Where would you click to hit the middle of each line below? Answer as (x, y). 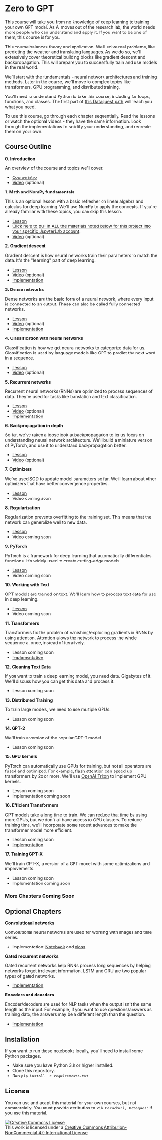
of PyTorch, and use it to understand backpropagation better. (66, 445)
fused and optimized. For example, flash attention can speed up (68, 771)
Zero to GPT (29, 8)
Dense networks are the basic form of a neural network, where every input (79, 299)
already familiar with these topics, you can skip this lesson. (64, 211)
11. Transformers (22, 623)
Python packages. (23, 1056)
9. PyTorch (16, 546)
